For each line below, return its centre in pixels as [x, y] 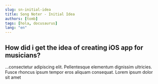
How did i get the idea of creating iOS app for [74, 48]
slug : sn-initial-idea [28, 10]
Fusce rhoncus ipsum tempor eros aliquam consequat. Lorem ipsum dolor [79, 72]
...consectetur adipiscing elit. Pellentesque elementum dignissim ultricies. [79, 67]
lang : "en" [16, 28]
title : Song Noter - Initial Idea [40, 14]
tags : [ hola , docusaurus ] [31, 23]
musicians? [23, 55]
